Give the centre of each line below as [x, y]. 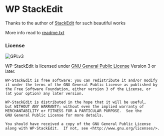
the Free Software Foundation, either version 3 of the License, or [78, 89]
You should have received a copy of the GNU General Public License [78, 124]
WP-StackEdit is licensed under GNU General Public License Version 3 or [80, 66]
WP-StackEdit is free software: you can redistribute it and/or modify [81, 81]
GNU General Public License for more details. [54, 116]
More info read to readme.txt [35, 32]
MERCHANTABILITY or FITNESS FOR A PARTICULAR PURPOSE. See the [73, 111]
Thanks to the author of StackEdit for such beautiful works [65, 23]
